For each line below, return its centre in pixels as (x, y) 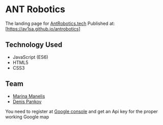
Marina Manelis (29, 96)
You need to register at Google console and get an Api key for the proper (81, 111)
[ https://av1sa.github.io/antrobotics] (43, 28)
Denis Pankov (27, 101)
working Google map (27, 117)
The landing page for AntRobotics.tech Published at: (60, 23)
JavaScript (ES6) (30, 57)
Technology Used (34, 45)
